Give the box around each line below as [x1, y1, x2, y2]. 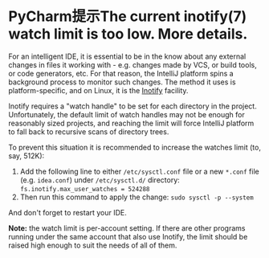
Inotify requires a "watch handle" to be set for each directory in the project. [8, 101, 257, 111]
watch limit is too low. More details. [8, 25, 248, 43]
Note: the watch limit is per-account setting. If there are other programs [8, 223, 246, 233]
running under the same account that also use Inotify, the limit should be [8, 231, 248, 241]
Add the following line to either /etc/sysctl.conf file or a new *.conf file [19, 166, 259, 176]
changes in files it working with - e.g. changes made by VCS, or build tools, [8, 59, 257, 69]
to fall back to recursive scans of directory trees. [8, 126, 169, 137]
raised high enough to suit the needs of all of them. [8, 240, 177, 250]
